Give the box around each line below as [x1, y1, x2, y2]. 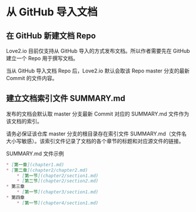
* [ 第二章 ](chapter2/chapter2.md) [6, 167, 88, 173]
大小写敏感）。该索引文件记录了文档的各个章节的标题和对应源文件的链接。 [6, 137, 184, 144]
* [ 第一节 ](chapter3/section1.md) [16, 189, 99, 195]
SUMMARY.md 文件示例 [6, 150, 64, 157]
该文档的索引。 [6, 117, 42, 124]
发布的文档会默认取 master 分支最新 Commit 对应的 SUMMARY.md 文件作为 [6, 110, 190, 117]
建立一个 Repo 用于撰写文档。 [6, 55, 78, 62]
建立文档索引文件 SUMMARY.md [6, 94, 125, 104]
